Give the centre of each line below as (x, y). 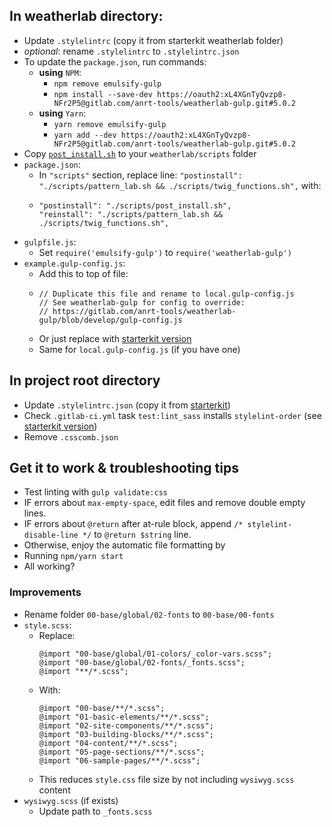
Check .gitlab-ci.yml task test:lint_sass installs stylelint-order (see (172, 415)
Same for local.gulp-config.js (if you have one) (139, 349)
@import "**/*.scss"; (83, 671)
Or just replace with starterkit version (115, 338)
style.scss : (47, 625)
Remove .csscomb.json (71, 436)
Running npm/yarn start (73, 556)
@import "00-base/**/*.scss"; (102, 708)
